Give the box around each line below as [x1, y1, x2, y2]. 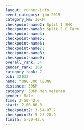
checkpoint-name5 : [5, 36, 45, 41]
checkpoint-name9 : [5, 55, 45, 60]
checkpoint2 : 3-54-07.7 [5, 107, 56, 113]
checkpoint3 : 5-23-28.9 [5, 112, 56, 118]
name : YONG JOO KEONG [5, 79, 52, 84]
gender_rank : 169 [5, 64, 43, 70]
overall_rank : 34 [5, 60, 43, 65]
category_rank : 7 [5, 70, 43, 75]
